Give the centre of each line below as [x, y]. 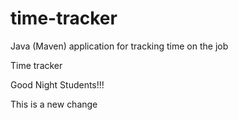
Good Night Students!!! [57, 84]
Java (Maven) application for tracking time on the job [119, 46]
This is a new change [54, 104]
